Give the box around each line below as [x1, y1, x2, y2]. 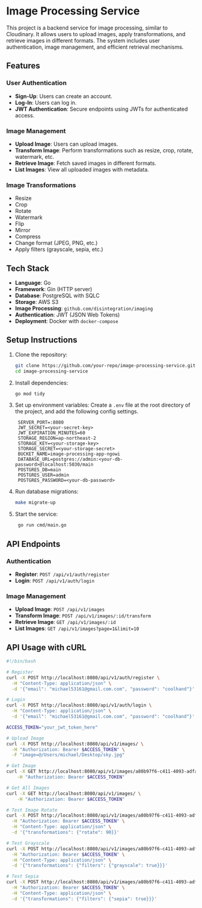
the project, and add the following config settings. [14, 408, 139, 415]
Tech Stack [6, 263, 49, 273]
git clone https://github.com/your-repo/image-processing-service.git [14, 362, 196, 368]
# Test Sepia [6, 874, 39, 880]
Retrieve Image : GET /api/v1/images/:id [14, 619, 116, 626]
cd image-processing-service [14, 368, 88, 374]
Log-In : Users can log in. [14, 99, 77, 106]
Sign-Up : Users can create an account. [14, 92, 112, 100]
